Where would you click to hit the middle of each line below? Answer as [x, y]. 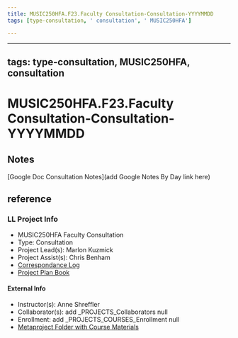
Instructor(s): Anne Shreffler [59, 304]
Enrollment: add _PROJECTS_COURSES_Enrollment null [98, 319]
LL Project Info [33, 219]
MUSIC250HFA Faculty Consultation [70, 235]
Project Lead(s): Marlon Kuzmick [65, 249]
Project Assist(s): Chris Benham [64, 257]
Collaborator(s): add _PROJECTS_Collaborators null [92, 312]
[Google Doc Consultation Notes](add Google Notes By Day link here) [109, 176]
